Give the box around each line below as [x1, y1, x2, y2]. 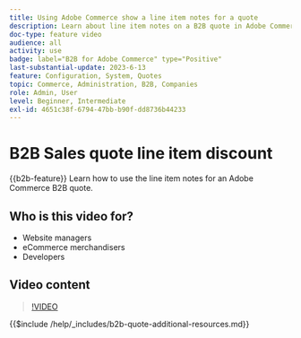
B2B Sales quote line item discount [9, 143, 273, 164]
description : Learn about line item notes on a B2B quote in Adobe [9, 22, 267, 30]
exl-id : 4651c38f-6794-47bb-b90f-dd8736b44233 [9, 105, 186, 114]
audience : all [9, 38, 63, 48]
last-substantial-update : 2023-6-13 [9, 64, 146, 73]
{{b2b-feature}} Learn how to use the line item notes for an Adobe [9, 173, 254, 184]
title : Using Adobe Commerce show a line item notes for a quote [9, 13, 258, 22]
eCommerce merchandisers [21, 242, 125, 252]
